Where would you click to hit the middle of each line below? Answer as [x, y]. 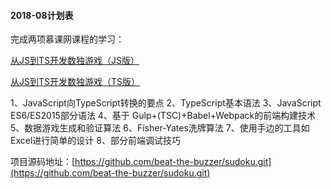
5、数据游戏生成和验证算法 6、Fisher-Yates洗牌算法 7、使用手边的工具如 [160, 128]
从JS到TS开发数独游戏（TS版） [75, 82]
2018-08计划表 [42, 15]
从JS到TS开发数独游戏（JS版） [75, 61]
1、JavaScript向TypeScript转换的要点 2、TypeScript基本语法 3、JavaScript [166, 103]
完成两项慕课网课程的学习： [67, 39]
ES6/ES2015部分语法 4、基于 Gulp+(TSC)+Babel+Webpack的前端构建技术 [163, 116]
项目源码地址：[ [43, 162]
